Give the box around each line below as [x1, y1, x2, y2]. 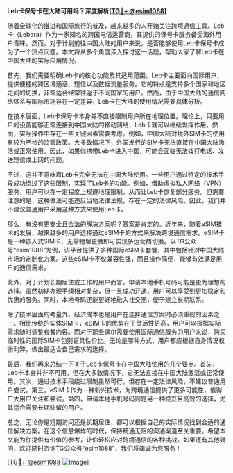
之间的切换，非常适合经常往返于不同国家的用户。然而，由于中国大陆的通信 [7, 88, 220, 97]
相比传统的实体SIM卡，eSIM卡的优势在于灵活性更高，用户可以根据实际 [19, 319, 221, 327]
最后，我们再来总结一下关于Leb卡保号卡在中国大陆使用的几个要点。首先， [7, 360, 218, 368]
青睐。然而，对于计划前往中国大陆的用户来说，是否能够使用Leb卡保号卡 [12, 39, 218, 47]
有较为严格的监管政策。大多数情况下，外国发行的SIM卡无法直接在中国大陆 [7, 138, 219, 146]
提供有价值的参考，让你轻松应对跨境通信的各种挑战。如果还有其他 [31, 435, 220, 444]
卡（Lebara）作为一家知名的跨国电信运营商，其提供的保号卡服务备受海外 [7, 31, 216, 38]
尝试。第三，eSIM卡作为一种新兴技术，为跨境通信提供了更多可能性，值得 [12, 386, 223, 394]
